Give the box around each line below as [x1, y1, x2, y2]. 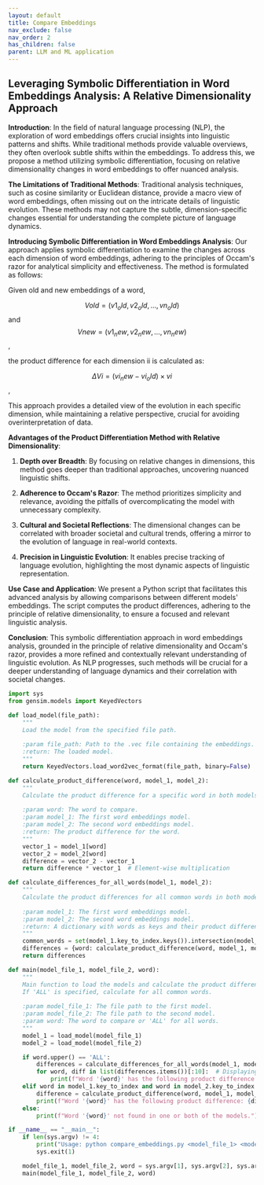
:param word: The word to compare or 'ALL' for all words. [22, 1018, 220, 1025]
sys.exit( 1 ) [36, 1148, 76, 1156]
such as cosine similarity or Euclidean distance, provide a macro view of [8, 188, 242, 197]
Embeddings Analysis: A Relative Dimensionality [8, 90, 251, 103]
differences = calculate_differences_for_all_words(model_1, [36, 1061, 241, 1069]
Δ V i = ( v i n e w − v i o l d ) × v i [91, 371, 173, 383]
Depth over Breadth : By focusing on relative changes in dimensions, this [19, 457, 255, 466]
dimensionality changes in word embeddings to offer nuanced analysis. [8, 164, 240, 174]
